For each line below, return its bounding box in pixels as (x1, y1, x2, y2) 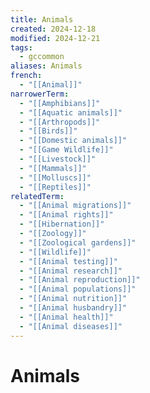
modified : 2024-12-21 (10, 33, 101, 43)
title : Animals (10, 14, 74, 25)
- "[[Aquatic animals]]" (19, 107, 123, 118)
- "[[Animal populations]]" (19, 284, 137, 295)
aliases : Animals (10, 61, 83, 71)
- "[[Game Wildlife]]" (19, 145, 114, 155)
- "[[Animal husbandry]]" (19, 303, 128, 313)
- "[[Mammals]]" (19, 163, 87, 173)
